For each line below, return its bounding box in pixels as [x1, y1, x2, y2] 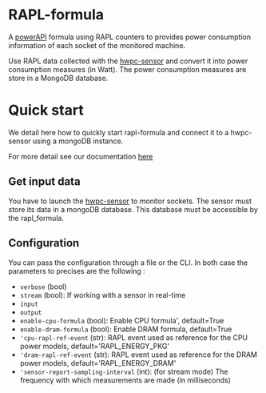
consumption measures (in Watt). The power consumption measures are [8, 64, 247, 74]
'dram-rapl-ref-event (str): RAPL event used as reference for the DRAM [19, 350, 258, 359]
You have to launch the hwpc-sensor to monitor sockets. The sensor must [8, 196, 252, 206]
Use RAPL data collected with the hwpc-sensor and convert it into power [8, 56, 248, 66]
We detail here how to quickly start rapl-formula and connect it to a [8, 127, 229, 137]
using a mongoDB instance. [32, 136, 124, 146]
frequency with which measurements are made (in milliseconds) [19, 375, 232, 385]
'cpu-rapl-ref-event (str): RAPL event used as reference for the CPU [19, 332, 248, 342]
